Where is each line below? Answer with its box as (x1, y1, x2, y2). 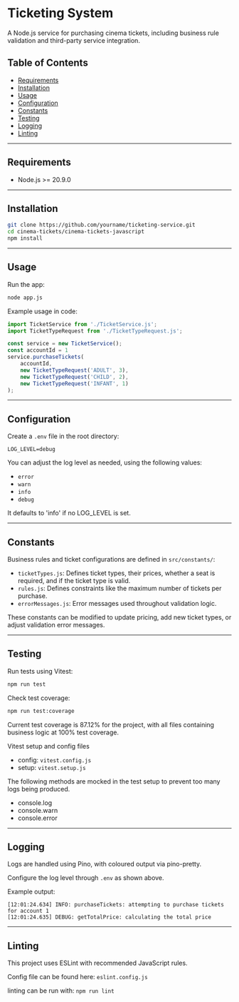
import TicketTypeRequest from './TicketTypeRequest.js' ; (7, 327, 183, 335)
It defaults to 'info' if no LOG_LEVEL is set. (7, 509, 132, 517)
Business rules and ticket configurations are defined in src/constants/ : (7, 555, 216, 564)
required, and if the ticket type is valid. (17, 577, 131, 585)
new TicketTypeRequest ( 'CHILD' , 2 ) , (20, 373, 129, 380)
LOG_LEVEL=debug (7, 446, 55, 453)
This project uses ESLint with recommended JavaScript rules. (7, 958, 188, 968)
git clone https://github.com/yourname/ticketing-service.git (7, 221, 196, 229)
